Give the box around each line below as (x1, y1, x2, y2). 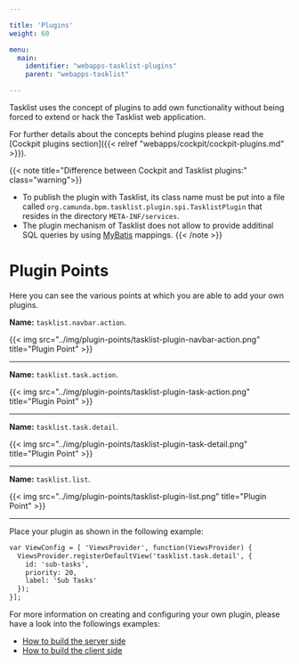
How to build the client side (21, 645, 123, 656)
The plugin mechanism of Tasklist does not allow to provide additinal (21, 220, 274, 231)
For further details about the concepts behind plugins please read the (9, 129, 264, 139)
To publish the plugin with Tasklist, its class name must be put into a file (21, 192, 286, 202)
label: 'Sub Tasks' (25, 576, 98, 586)
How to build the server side (21, 636, 126, 646)
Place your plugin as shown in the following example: (9, 526, 204, 537)
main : (17, 53, 38, 62)
